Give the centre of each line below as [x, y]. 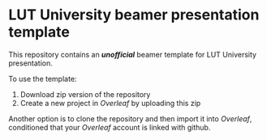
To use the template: [43, 78]
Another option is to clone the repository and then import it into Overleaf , [130, 118]
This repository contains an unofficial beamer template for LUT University [133, 54]
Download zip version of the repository [85, 94]
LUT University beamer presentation [134, 15]
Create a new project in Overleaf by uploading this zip [110, 103]
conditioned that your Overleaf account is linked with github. [110, 127]
